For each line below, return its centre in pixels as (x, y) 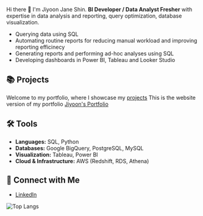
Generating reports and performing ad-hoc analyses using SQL (94, 54)
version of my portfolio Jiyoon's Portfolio (57, 104)
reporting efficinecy (40, 47)
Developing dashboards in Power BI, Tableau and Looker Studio (95, 60)
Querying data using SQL (47, 34)
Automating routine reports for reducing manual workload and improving (106, 40)
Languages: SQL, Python (47, 141)
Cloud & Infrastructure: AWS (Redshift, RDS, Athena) (82, 161)
